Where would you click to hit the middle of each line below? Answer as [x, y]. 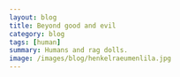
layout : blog [33, 17]
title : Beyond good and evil [63, 26]
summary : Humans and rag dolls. [68, 50]
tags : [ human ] [35, 42]
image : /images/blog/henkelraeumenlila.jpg [90, 58]
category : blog [37, 34]
